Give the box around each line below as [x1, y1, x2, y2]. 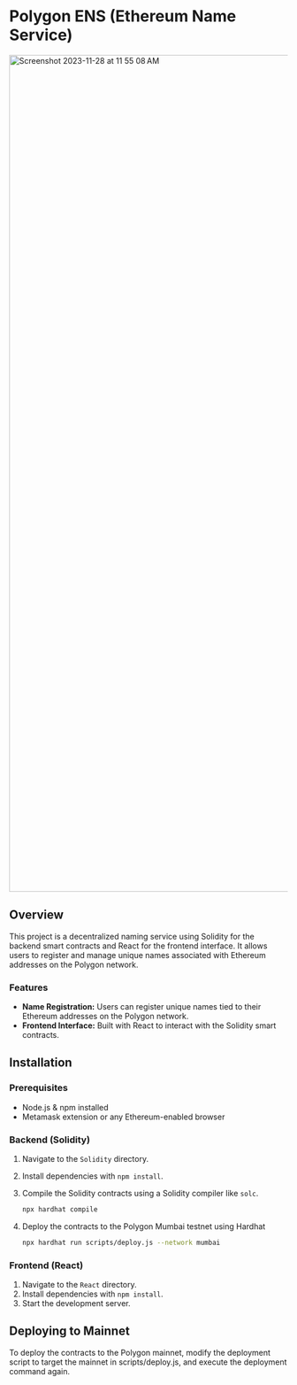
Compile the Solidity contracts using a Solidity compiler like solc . [21, 1188, 259, 1199]
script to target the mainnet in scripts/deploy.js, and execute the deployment [9, 1357, 287, 1367]
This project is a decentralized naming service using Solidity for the [9, 931, 255, 941]
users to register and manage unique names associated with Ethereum [9, 949, 267, 960]
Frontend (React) [9, 1259, 84, 1272]
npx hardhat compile [21, 1205, 98, 1214]
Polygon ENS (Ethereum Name [9, 6, 237, 27]
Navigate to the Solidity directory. [21, 1154, 148, 1164]
